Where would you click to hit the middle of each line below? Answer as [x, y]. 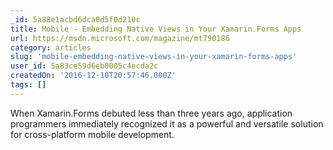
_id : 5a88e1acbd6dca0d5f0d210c [75, 19]
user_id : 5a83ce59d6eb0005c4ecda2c [84, 66]
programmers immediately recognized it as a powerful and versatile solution [167, 123]
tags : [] [28, 85]
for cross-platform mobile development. [92, 134]
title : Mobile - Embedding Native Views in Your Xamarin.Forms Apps [156, 29]
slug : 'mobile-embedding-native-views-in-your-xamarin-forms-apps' [154, 57]
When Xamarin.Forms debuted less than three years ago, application [151, 113]
